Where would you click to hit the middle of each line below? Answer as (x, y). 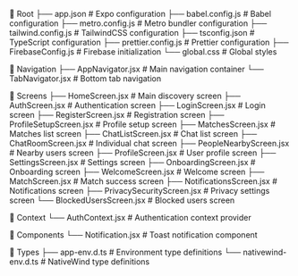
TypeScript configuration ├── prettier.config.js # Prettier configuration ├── (149, 42)
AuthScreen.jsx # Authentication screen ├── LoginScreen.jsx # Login (137, 105)
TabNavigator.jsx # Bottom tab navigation (85, 79)
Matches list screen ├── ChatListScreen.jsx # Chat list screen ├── (133, 134)
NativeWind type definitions (99, 262)
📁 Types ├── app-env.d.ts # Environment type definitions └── (125, 252)
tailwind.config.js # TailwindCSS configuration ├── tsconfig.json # (132, 33)
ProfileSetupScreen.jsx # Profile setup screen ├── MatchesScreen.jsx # (142, 124)
